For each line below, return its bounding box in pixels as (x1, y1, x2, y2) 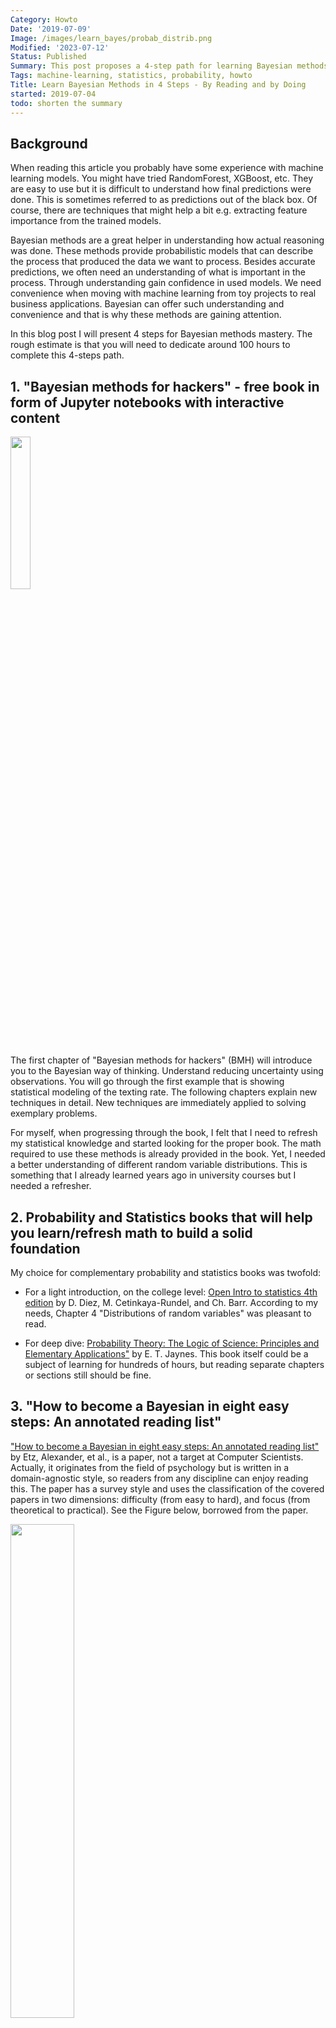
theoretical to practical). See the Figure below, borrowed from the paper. (10, 1504, 309, 1516)
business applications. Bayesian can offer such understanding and (10, 298, 285, 310)
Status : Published (10, 52, 87, 62)
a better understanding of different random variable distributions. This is (10, 1159, 308, 1171)
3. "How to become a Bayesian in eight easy (10, 1398, 290, 1415)
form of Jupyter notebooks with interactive (10, 394, 285, 411)
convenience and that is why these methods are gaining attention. (10, 309, 282, 321)
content (10, 409, 61, 426)
